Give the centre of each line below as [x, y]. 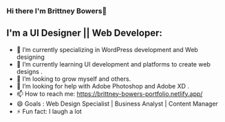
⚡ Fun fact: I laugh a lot [49, 111]
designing [31, 57]
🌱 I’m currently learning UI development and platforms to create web [114, 64]
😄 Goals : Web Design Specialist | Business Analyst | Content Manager [117, 103]
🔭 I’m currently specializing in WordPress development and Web [107, 49]
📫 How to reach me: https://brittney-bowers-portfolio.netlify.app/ [109, 94]
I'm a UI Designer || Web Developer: [85, 33]
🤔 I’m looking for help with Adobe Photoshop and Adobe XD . [103, 86]
